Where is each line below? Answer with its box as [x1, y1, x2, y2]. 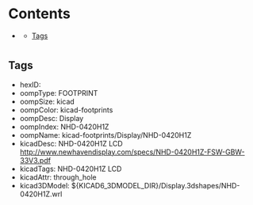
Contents [8, 5, 71, 23]
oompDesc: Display [19, 113, 84, 123]
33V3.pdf [19, 155, 52, 165]
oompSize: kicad [19, 97, 75, 106]
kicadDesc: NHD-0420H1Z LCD [19, 139, 123, 148]
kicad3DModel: [19, 180, 70, 190]
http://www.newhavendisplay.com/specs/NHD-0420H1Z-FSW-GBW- [19, 147, 245, 157]
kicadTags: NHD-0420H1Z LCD [19, 164, 122, 173]
